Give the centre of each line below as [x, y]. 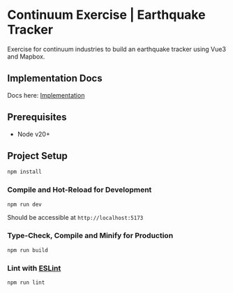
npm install [24, 172]
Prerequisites [37, 118]
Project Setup [38, 156]
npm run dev [24, 204]
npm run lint [26, 283]
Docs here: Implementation [46, 95]
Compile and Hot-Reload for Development [80, 190]
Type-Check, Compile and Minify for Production [90, 236]
